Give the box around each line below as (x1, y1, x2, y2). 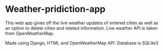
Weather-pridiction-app (5, 3, 106, 15)
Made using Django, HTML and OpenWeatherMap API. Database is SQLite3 (5, 40, 159, 46)
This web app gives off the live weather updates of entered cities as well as (5, 20, 159, 26)
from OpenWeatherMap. (5, 30, 54, 36)
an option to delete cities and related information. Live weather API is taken (5, 25, 158, 31)
